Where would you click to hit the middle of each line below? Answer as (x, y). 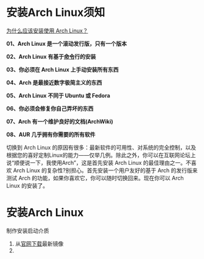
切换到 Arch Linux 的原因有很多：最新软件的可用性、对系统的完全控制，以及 (101, 147)
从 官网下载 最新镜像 (39, 243)
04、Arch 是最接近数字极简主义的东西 (54, 82)
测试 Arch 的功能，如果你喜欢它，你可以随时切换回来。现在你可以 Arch (95, 178)
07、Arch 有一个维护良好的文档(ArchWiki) (60, 121)
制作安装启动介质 (28, 230)
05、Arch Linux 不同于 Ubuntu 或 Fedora (58, 95)
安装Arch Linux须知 (56, 13)
